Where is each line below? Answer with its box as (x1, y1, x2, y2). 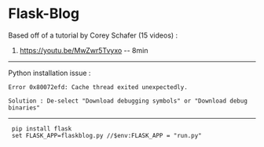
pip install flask (11, 124, 72, 133)
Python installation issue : (8, 68, 91, 77)
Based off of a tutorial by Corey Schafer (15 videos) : (8, 30, 178, 40)
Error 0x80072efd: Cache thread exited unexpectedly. (8, 83, 189, 91)
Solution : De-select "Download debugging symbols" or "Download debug (8, 97, 247, 105)
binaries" (8, 103, 41, 112)
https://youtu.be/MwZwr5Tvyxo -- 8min (19, 45, 148, 55)
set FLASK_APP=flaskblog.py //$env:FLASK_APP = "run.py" (11, 131, 202, 139)
